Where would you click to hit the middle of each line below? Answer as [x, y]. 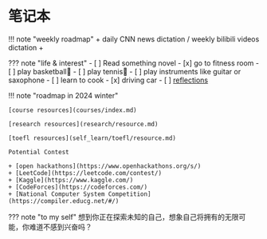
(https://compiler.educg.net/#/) [64, 201]
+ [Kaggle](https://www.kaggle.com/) [71, 180]
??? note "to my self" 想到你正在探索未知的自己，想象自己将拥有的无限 [124, 217]
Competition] [130, 194]
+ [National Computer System [57, 194]
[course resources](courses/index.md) [73, 110]
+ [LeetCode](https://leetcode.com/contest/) [85, 173]
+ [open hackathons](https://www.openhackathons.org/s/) [105, 166]
